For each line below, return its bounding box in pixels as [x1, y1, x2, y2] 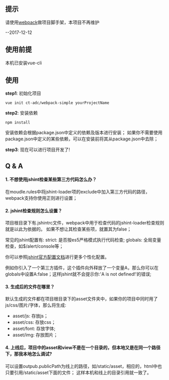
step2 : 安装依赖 [5, 110, 38, 116]
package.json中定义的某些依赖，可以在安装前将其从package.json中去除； [5, 136, 158, 142]
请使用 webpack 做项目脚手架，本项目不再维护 [5, 19, 100, 25]
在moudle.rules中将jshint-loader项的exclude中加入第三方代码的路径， [5, 189, 150, 195]
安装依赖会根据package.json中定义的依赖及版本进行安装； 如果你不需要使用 [5, 130, 163, 136]
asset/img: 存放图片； [12, 332, 58, 338]
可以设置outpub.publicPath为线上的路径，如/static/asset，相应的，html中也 [5, 363, 162, 369]
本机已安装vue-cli [5, 60, 42, 66]
